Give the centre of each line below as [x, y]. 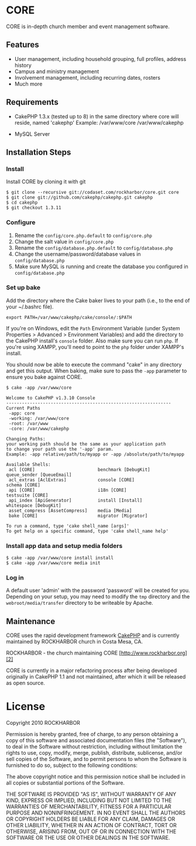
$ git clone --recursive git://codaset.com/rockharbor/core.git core [93, 193]
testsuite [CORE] [27, 495]
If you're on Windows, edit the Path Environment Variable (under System [93, 328]
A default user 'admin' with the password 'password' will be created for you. [98, 590]
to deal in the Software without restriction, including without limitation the [94, 746]
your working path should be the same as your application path [86, 444]
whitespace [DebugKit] [34, 505]
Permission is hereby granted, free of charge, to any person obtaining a [92, 734]
